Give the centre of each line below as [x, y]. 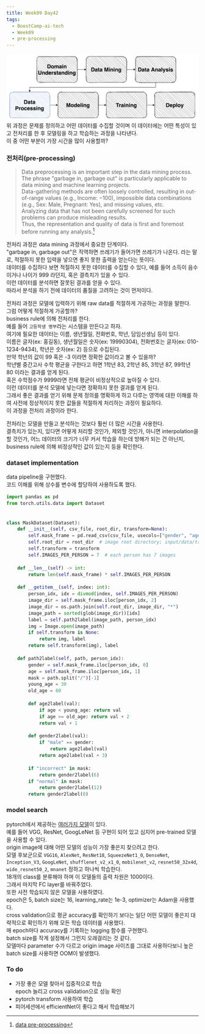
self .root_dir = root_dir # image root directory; [95, 542]
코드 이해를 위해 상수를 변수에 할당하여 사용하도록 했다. [71, 485]
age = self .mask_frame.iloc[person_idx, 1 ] [84, 671]
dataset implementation [43, 463]
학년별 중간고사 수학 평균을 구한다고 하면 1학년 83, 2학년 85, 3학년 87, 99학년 [99, 364]
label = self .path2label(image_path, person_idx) [92, 620]
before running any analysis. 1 [58, 231]
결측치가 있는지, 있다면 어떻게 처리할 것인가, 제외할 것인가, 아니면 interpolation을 [103, 431]
